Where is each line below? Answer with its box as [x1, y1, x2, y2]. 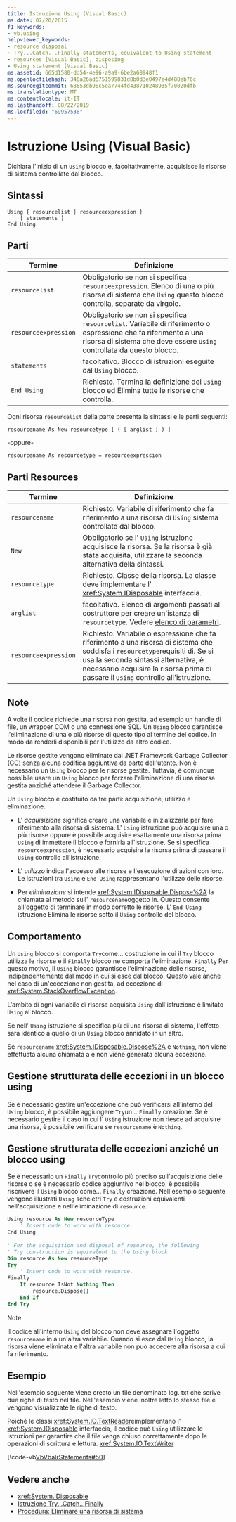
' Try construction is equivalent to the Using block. [7, 1249, 171, 1256]
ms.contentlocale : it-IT [7, 96, 80, 103]
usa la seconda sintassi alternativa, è [82, 655, 204, 665]
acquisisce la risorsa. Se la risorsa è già [82, 542, 213, 552]
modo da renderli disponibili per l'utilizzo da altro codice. [7, 737, 172, 746]
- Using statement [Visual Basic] [7, 63, 109, 70]
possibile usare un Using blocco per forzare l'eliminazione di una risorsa [7, 773, 216, 782]
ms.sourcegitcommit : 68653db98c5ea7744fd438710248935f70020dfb [7, 82, 197, 89]
